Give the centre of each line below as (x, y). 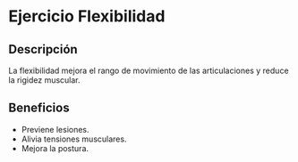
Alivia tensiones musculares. (74, 139)
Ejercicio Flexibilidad (87, 16)
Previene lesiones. (55, 129)
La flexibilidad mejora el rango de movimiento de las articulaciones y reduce (149, 70)
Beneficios (39, 108)
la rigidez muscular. (45, 80)
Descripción (43, 49)
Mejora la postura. (55, 148)
